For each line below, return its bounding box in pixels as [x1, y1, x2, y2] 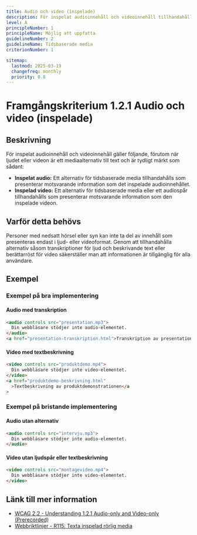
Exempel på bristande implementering [6, 403, 117, 411]
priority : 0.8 [11, 74, 46, 80]
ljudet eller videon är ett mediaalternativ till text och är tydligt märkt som [6, 157, 180, 164]
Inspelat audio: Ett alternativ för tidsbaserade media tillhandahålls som [14, 175, 186, 182]
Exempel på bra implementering [6, 292, 99, 300]
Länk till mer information [6, 494, 98, 504]
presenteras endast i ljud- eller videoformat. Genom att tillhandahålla [6, 239, 172, 246]
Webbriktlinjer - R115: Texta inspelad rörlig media [14, 522, 133, 529]
